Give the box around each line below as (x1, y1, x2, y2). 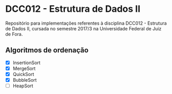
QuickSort (12, 71, 34, 77)
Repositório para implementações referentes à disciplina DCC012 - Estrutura (5, 20, 167, 26)
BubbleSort (12, 77, 37, 83)
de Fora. (5, 31, 23, 37)
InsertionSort (12, 60, 41, 66)
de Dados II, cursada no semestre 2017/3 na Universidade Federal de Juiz (5, 25, 162, 31)
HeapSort (12, 83, 33, 89)
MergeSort (12, 65, 36, 71)
